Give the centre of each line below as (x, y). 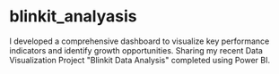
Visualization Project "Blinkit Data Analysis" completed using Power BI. (140, 60)
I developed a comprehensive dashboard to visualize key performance (139, 41)
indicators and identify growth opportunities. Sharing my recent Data (136, 50)
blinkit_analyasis (73, 16)
